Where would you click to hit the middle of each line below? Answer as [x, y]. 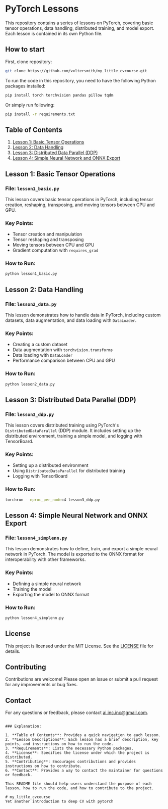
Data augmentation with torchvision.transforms [63, 350]
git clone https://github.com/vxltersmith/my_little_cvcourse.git [76, 71]
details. [13, 651]
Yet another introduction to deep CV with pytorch [59, 801]
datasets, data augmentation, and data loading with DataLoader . [71, 320]
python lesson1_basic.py [31, 274]
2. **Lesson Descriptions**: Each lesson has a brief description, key [82, 740]
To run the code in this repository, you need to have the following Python [80, 80]
